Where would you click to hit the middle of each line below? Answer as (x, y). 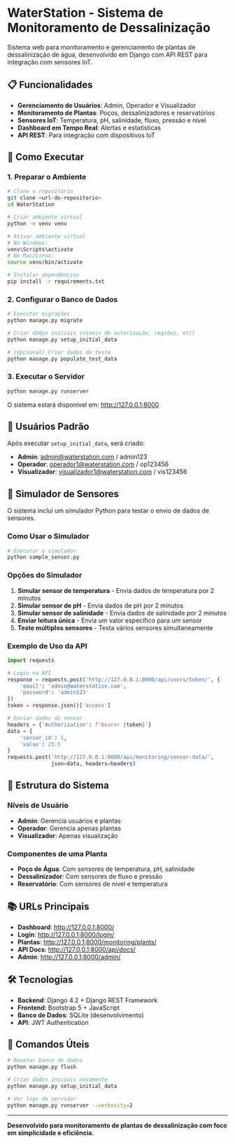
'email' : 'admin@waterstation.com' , (73, 686)
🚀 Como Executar (46, 157)
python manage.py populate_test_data (62, 358)
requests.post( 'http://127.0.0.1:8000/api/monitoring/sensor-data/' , (111, 758)
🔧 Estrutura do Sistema (58, 786)
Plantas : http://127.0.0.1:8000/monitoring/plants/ (87, 942)
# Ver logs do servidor (42, 1098)
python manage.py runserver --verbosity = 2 (70, 1105)
